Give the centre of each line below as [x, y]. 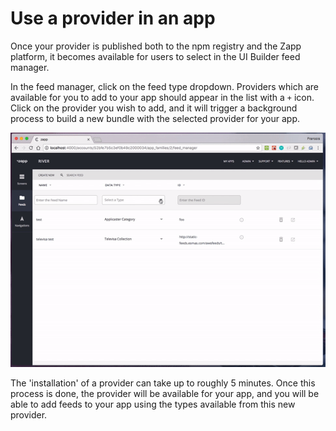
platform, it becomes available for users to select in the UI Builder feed [155, 56]
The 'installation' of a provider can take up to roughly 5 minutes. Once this [163, 383]
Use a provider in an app [113, 18]
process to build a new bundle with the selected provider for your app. [155, 118]
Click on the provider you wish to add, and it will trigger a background [154, 108]
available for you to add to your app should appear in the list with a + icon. [162, 97]
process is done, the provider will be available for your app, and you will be [165, 393]
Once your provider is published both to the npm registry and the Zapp [156, 46]
